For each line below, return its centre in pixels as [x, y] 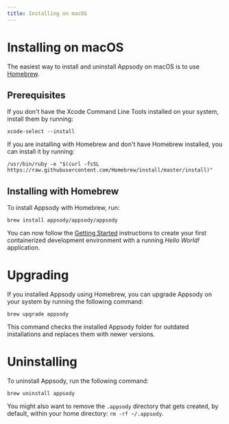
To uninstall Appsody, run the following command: [78, 381]
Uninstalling [42, 362]
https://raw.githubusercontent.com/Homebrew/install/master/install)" [110, 170]
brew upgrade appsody [38, 314]
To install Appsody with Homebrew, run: [63, 208]
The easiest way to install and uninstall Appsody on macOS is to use [104, 67]
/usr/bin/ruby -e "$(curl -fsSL [53, 164]
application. [24, 248]
